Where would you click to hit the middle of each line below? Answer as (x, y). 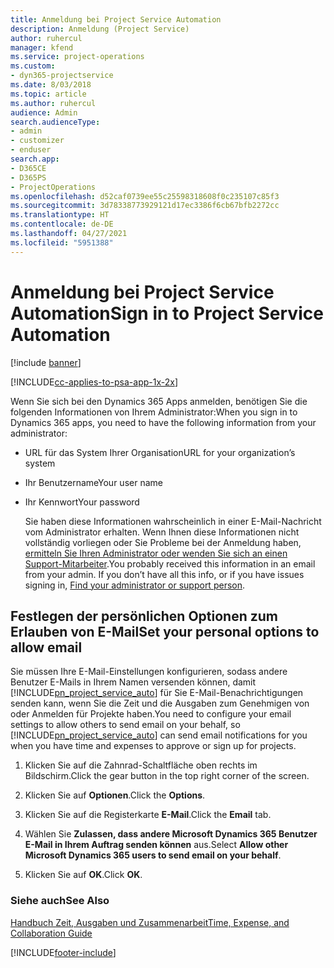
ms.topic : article (48, 94)
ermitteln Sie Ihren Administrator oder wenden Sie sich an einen (156, 553)
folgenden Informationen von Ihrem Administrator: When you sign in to (154, 412)
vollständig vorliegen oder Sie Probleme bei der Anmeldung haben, (163, 542)
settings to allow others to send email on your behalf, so (125, 725)
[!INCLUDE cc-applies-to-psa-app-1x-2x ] (94, 382)
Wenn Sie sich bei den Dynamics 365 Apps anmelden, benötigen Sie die (159, 401)
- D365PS (28, 177)
